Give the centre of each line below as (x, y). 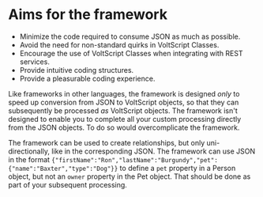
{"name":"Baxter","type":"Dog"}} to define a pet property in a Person (122, 168)
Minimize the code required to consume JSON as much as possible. (130, 36)
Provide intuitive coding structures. (77, 70)
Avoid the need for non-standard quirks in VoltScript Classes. (119, 44)
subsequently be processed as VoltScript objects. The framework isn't (123, 110)
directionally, (29, 151)
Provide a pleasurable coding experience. (87, 78)
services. (34, 62)
